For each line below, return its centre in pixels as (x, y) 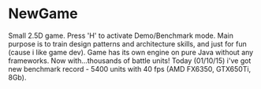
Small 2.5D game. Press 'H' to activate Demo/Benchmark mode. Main (121, 35)
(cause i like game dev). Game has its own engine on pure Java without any (131, 52)
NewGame (43, 14)
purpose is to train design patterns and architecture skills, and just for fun (127, 43)
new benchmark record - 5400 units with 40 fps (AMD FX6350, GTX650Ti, (130, 69)
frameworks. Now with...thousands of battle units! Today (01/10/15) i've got (130, 61)
